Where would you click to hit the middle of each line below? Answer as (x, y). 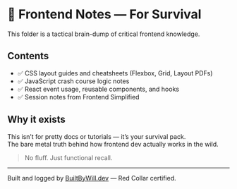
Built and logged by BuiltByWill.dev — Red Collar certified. (92, 178)
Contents (28, 56)
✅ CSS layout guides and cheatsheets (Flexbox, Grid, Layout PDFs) (115, 73)
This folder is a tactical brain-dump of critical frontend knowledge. (104, 34)
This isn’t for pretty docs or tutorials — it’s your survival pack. (97, 136)
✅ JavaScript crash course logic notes (73, 81)
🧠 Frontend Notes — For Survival (104, 14)
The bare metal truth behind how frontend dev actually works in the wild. (113, 144)
